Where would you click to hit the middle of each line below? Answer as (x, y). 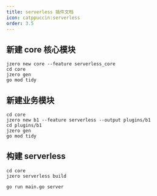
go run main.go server (35, 187)
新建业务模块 (30, 100)
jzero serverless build (37, 176)
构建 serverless (36, 156)
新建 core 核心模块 (41, 49)
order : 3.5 (20, 23)
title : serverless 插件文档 (40, 12)
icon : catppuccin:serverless (43, 18)
